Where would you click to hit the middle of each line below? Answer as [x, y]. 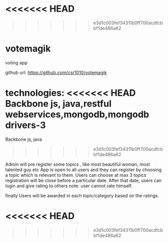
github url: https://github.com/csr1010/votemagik [56, 72]
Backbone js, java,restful [58, 104]
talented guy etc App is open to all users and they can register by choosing [83, 170]
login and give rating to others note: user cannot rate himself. [69, 186]
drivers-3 [26, 125]
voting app [16, 63]
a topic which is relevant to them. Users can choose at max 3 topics [76, 175]
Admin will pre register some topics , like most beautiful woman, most [78, 164]
